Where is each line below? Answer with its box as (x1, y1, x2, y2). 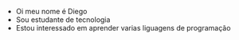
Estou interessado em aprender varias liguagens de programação (15, 24, 231, 32)
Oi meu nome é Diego (15, 7, 88, 16)
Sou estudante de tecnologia (15, 15, 111, 24)
